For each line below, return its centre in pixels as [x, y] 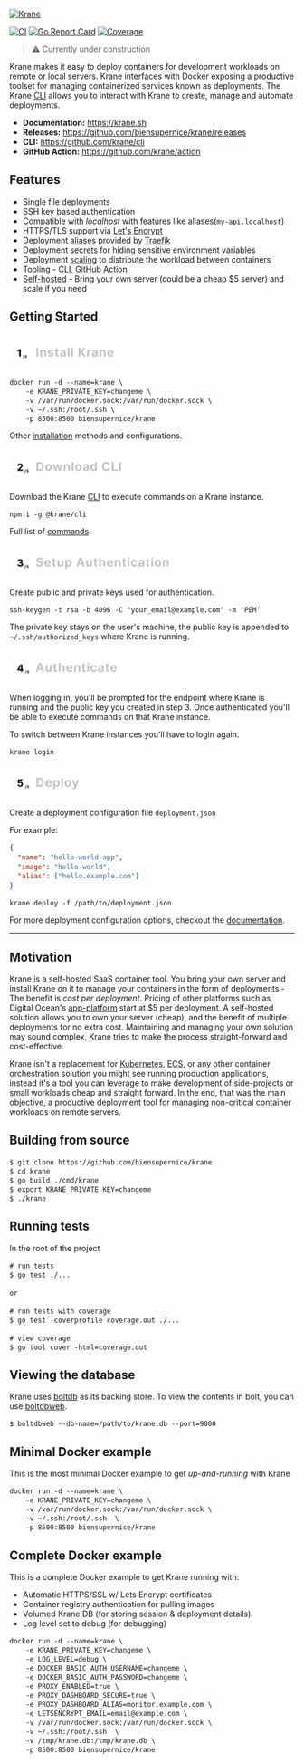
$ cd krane [30, 1171]
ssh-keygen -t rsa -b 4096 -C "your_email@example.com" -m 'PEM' [135, 610]
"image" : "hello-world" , [64, 867]
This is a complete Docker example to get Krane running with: [124, 1577]
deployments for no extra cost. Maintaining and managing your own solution [152, 1027]
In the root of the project [55, 1248]
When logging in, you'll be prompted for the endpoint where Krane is [137, 697]
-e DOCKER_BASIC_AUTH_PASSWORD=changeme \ [107, 1678]
